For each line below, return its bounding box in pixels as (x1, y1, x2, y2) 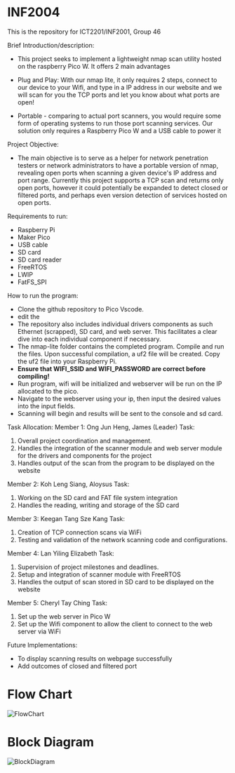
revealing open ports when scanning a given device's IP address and (17, 168, 217, 177)
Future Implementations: (7, 640, 78, 649)
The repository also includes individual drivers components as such (17, 320, 213, 328)
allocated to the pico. (17, 387, 79, 395)
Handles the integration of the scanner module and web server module (17, 443, 222, 452)
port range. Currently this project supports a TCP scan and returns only (17, 176, 224, 184)
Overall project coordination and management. (17, 436, 152, 445)
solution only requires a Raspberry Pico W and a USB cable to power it (17, 126, 222, 135)
